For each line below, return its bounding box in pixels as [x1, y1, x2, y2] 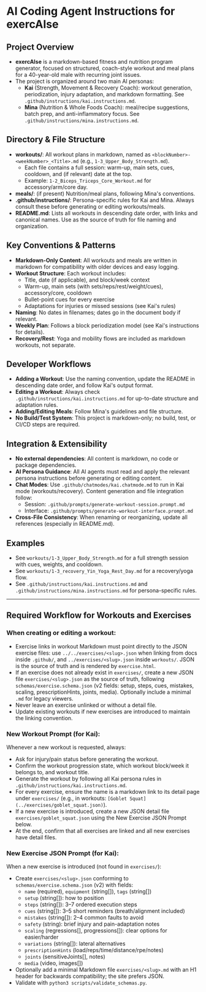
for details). [15, 328, 45, 336]
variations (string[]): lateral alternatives [24, 940, 126, 947]
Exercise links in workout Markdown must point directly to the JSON [15, 642, 188, 650]
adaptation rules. [15, 401, 58, 409]
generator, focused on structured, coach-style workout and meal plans [15, 64, 194, 72]
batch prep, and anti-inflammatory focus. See [24, 110, 140, 117]
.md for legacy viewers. [15, 694, 74, 702]
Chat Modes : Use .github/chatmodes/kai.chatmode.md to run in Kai [15, 481, 184, 488]
